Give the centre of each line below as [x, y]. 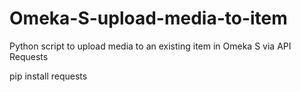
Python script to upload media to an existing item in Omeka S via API [150, 46]
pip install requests [48, 76]
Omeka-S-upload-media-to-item [148, 18]
